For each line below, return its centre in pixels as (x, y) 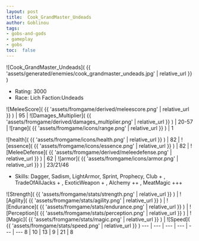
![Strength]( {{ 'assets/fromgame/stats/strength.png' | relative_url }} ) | (92, 194)
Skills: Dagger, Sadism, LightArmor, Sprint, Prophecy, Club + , (90, 176)
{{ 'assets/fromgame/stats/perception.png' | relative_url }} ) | (114, 213)
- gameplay (20, 39)
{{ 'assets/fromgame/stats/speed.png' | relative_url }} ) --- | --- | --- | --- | (97, 226)
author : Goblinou (28, 23)
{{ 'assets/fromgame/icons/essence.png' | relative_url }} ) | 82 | (111, 145)
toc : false (21, 50)
